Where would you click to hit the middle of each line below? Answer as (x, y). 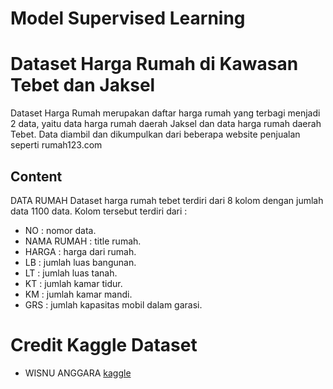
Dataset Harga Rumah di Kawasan (154, 64)
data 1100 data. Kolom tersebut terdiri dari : (99, 211)
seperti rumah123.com (56, 145)
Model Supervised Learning (128, 18)
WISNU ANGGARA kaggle (78, 373)
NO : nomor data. (60, 230)
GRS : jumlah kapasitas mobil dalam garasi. (113, 304)
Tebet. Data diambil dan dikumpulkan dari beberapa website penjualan (155, 134)
